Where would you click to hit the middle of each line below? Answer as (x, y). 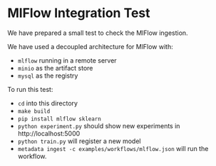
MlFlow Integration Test (79, 13)
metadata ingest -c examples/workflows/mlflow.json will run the (113, 148)
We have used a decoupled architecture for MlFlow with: (90, 46)
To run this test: (30, 89)
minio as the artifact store (55, 68)
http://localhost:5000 (49, 133)
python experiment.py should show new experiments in (99, 125)
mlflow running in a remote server (67, 60)
